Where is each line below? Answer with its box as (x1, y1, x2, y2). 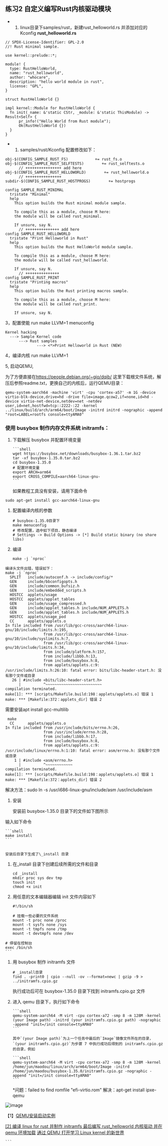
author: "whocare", (10, 75, 51, 80)
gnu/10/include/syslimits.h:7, (5, 636, 71, 641)
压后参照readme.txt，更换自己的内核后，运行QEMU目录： (5, 380, 124, 386)
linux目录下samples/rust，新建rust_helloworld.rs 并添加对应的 (20, 24, 148, 30)
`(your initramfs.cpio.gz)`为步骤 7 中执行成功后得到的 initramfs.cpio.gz (12, 1042, 163, 1047)
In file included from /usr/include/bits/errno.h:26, (5, 726, 120, 731)
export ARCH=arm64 (12, 470, 51, 475)
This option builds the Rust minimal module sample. (14, 200, 127, 206)
